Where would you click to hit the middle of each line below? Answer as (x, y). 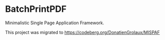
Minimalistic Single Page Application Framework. (55, 23)
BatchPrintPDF (36, 9)
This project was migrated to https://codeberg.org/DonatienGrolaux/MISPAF (82, 32)
